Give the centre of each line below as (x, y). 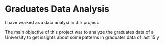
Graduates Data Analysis (57, 9)
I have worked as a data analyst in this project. (52, 22)
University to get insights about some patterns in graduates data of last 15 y (82, 37)
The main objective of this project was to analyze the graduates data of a (80, 32)
